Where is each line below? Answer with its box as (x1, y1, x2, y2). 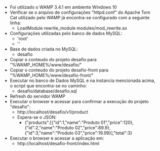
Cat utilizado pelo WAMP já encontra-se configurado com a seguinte (9, 15, 150, 20)
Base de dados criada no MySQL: (9, 46, 78, 52)
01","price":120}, (100, 119, 134, 125)
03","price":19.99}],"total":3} (75, 130, 132, 136)
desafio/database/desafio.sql (17, 88, 78, 94)
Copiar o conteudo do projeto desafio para (9, 57, 97, 62)
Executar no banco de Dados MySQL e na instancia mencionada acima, (9, 77, 156, 83)
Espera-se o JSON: (17, 114, 57, 120)
